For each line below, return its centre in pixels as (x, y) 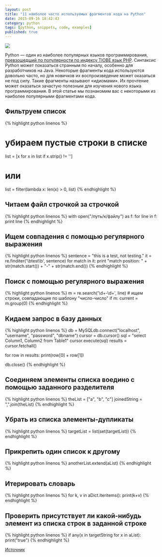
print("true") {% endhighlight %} (37, 540)
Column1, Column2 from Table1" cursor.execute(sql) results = (66, 341)
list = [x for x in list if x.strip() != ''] (39, 156)
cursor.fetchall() (21, 345)
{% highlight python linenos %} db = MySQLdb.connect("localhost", (73, 330)
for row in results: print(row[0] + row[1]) (44, 355)
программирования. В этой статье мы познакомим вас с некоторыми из (80, 91)
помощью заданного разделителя (60, 387)
